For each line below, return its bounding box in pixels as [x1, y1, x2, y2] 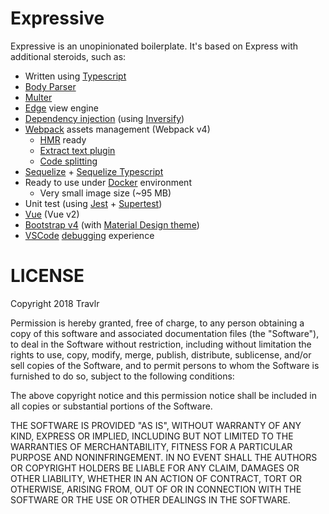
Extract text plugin [39, 144, 116, 156]
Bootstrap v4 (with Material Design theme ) [24, 218, 200, 231]
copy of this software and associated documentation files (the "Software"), [10, 327, 320, 339]
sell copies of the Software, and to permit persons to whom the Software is [10, 359, 320, 371]
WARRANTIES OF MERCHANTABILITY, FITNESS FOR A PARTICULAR [10, 440, 293, 452]
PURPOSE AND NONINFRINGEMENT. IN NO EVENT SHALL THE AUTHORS [10, 451, 318, 463]
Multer [24, 91, 53, 103]
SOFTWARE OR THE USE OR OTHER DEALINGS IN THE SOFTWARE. [10, 493, 291, 506]
